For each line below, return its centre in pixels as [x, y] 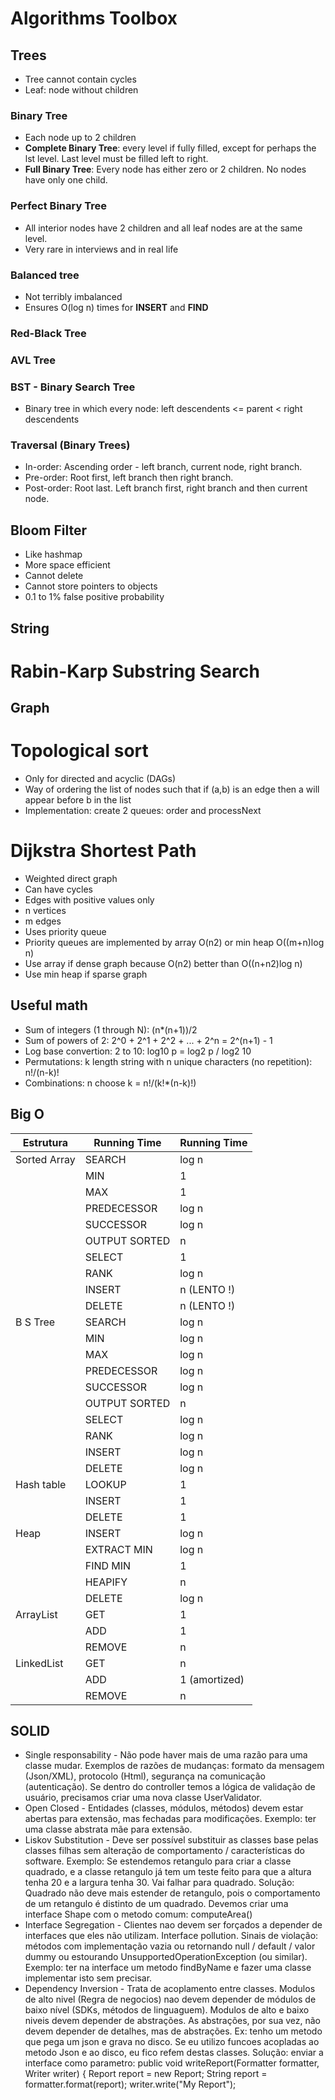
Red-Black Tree [48, 333]
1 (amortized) [212, 1679]
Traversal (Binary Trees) [70, 445]
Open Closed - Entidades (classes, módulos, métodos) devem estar [164, 1808]
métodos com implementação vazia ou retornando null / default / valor [170, 1946]
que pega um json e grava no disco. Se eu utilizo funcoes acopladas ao [172, 2042]
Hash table [41, 1484]
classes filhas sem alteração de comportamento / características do [164, 1851]
